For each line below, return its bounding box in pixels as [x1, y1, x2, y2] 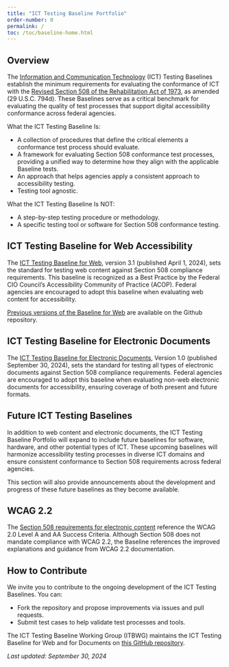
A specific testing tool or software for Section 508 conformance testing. [16, 221, 221, 229]
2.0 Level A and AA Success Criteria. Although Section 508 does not [7, 531, 201, 539]
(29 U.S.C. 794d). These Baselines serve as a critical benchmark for [7, 95, 199, 103]
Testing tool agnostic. [16, 186, 79, 195]
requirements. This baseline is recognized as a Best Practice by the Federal [7, 273, 220, 281]
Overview [7, 54, 50, 66]
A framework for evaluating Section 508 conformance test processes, [16, 150, 215, 158]
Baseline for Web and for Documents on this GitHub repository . [7, 639, 185, 647]
